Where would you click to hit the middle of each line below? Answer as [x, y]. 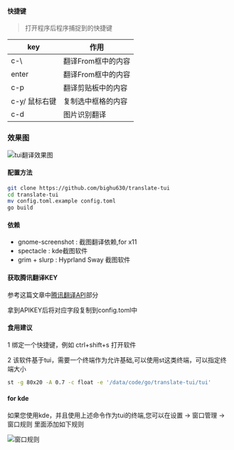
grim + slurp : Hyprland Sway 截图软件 [74, 260]
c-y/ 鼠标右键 [34, 101]
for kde [18, 399]
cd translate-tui [33, 195]
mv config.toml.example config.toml [62, 201]
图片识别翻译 [85, 115]
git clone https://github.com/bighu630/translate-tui [89, 188]
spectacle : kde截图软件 [52, 251]
